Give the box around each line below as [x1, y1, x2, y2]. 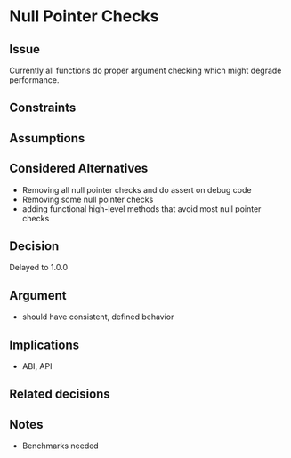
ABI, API [21, 361, 53, 372]
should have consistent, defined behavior [21, 311, 174, 322]
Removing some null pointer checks [21, 194, 154, 205]
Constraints [9, 100, 77, 116]
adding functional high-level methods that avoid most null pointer [21, 203, 262, 214]
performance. [9, 75, 60, 85]
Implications [9, 337, 80, 352]
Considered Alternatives [9, 161, 149, 176]
